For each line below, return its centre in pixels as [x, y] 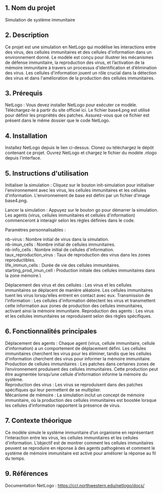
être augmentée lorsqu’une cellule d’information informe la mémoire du [76, 374]
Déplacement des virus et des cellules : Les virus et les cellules [68, 285]
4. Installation [26, 136]
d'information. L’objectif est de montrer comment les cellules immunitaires [79, 443]
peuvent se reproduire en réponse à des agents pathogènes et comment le [80, 448]
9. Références [27, 474]
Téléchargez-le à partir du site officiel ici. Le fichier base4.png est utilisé [77, 110]
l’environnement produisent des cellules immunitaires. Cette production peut [81, 369]
